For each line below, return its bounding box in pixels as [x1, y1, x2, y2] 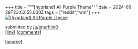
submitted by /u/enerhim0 [5, 24, 59, 30]
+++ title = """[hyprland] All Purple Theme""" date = [5, 4, 112, 10]
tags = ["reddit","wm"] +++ [45, 9, 100, 15]
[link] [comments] [5, 29, 42, 35]
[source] [5, 39, 23, 45]
